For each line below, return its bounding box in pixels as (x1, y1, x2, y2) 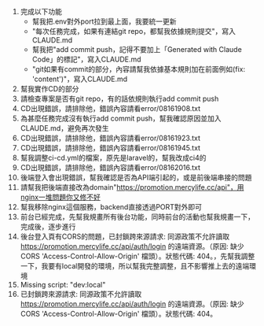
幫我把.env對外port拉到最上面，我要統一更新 (31, 17, 177, 26)
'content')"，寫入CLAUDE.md (31, 74, 128, 83)
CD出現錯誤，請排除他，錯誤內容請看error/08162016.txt (20, 163, 201, 172)
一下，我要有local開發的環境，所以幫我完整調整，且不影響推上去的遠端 (20, 261, 250, 270)
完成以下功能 (20, 7, 62, 16)
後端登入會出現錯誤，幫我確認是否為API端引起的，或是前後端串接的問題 (20, 172, 252, 182)
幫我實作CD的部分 (20, 84, 79, 93)
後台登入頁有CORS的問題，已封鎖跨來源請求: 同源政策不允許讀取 (20, 232, 230, 241)
